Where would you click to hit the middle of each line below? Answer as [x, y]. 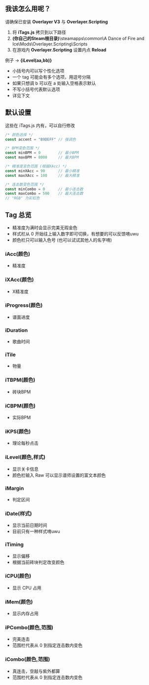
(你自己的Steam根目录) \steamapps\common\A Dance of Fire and [78, 38]
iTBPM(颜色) [20, 380]
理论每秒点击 [25, 443]
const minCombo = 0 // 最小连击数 [44, 189]
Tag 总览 [18, 215]
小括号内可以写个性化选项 [38, 71]
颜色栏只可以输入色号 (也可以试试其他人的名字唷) [62, 240]
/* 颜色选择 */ [19, 135]
